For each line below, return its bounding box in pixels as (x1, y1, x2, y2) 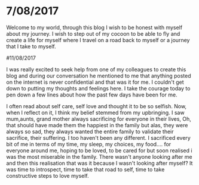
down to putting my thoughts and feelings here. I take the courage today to (6, 84, 191, 92)
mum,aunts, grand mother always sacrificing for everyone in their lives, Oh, (6, 115, 191, 123)
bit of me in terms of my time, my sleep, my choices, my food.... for (6, 140, 172, 148)
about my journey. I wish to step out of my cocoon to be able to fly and (6, 30, 180, 37)
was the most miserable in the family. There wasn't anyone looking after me (6, 153, 192, 160)
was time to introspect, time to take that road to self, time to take (6, 165, 165, 173)
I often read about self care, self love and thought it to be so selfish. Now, (6, 102, 187, 109)
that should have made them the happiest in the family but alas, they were (6, 121, 188, 128)
